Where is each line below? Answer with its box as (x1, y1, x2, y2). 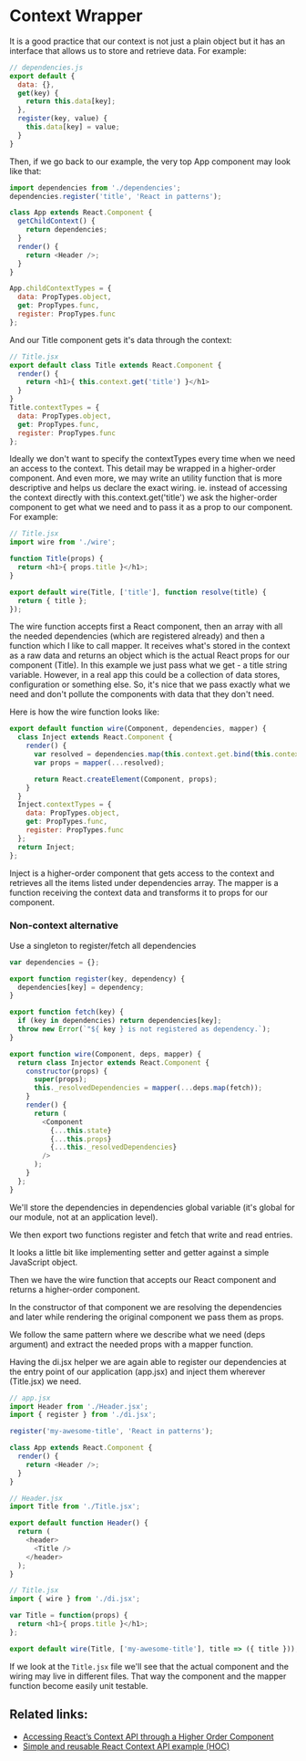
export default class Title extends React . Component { (9, 360, 222, 370)
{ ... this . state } (49, 1126, 112, 1135)
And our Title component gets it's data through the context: (9, 334, 232, 345)
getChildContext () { (17, 216, 96, 226)
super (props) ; (33, 1075, 88, 1084)
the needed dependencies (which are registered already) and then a (9, 630, 266, 641)
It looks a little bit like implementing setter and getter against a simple (9, 1246, 270, 1257)
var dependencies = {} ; (9, 957, 100, 967)
